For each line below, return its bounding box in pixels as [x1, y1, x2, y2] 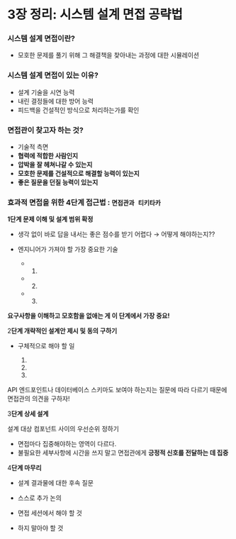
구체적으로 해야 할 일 [17, 342, 75, 350]
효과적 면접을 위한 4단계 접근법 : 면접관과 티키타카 [7, 198, 162, 207]
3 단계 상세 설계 [7, 409, 49, 418]
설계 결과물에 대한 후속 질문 [17, 479, 94, 487]
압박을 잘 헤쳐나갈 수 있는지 [17, 160, 93, 169]
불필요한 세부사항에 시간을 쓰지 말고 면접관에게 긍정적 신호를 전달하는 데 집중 [17, 448, 229, 457]
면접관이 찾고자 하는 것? [7, 125, 84, 135]
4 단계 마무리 [7, 464, 42, 472]
